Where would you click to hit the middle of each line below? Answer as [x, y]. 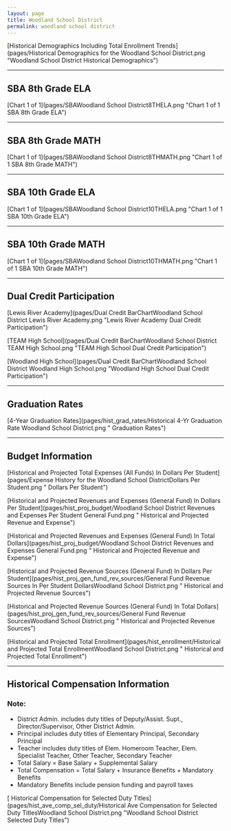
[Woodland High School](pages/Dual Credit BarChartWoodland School [107, 361]
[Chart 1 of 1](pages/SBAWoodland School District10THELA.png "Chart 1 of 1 [115, 209]
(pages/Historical [32, 53]
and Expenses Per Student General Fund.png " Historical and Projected [108, 515]
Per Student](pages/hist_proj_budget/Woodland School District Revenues [111, 508]
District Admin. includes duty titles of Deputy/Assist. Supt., [100, 719]
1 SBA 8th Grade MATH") [42, 164]
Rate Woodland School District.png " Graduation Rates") [87, 428]
